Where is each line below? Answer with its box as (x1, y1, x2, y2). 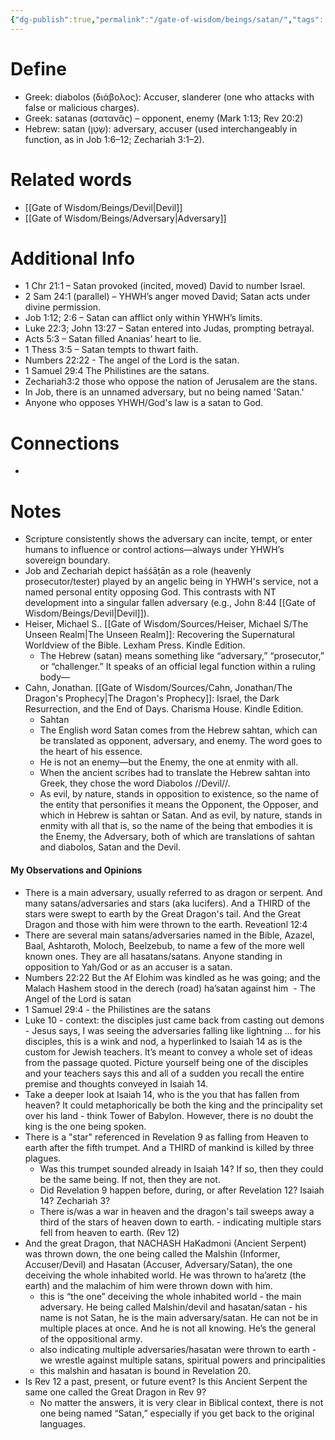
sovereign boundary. (24, 554, 111, 566)
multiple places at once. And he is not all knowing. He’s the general (39, 1322, 317, 1334)
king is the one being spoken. (24, 1120, 147, 1132)
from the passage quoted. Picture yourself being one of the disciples (24, 1056, 309, 1068)
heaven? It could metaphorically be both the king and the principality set (24, 1099, 323, 1111)
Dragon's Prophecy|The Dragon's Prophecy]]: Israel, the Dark (24, 692, 280, 705)
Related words (10, 168, 133, 191)
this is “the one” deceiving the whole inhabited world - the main (39, 1290, 302, 1302)
